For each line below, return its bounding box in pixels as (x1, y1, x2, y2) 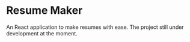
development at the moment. (6, 29, 78, 37)
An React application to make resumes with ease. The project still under (6, 23, 185, 31)
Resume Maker (6, 4, 83, 17)
